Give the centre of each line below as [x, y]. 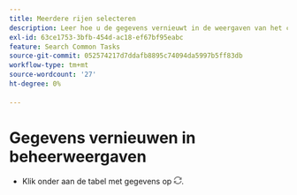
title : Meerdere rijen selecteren [73, 19]
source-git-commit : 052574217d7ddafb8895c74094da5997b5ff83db [126, 56]
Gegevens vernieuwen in [103, 138]
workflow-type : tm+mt [49, 65]
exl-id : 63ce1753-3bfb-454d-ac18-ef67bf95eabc [96, 37]
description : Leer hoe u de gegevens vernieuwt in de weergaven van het [146, 28]
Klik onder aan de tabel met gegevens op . [103, 181]
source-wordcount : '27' [53, 75]
